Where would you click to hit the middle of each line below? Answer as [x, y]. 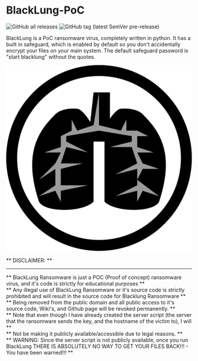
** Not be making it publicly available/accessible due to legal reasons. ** [94, 333]
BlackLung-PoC [45, 10]
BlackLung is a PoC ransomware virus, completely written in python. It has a [98, 38]
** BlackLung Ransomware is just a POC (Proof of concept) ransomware [94, 277]
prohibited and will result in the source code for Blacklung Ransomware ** [96, 296]
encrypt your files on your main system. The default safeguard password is [97, 50]
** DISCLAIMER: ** [29, 260]
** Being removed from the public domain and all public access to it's [90, 302]
